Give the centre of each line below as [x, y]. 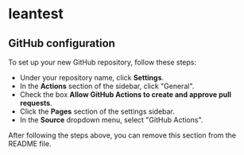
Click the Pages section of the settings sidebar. [97, 111]
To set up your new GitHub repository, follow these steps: [103, 62]
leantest [36, 14]
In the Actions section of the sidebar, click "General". [107, 86]
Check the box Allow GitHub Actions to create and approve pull [126, 95]
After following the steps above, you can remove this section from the [122, 135]
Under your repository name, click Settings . [92, 77]
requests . [36, 103]
